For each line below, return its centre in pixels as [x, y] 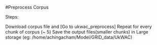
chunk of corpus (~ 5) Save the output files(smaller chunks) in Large [77, 32]
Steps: [12, 17]
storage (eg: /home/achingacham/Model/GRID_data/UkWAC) [69, 37]
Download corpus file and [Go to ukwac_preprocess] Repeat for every [79, 26]
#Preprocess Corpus [27, 7]
